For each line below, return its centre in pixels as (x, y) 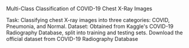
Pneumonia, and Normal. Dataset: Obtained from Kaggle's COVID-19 (90, 26)
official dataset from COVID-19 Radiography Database (72, 39)
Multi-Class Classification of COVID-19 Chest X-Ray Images (79, 9)
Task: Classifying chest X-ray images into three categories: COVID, (88, 20)
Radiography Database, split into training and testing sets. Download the (94, 33)
